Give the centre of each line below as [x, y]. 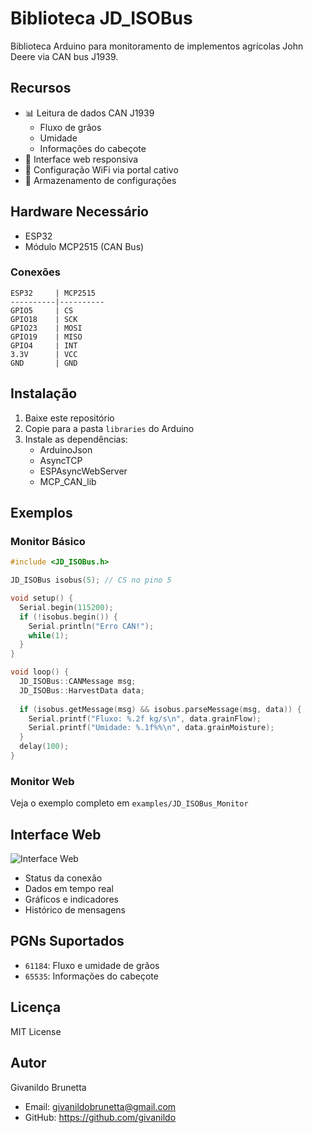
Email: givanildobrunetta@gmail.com [100, 1106]
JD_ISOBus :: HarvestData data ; [82, 690]
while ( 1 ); [49, 635]
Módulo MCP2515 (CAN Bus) [84, 246]
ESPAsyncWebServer [83, 471]
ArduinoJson [66, 449]
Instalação [44, 393]
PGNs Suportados [67, 941]
